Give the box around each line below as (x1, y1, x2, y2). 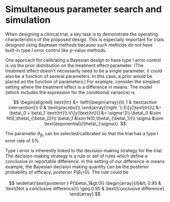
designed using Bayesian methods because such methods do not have (5, 42, 153, 48)
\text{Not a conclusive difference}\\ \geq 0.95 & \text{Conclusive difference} (5, 185, 165, 191)
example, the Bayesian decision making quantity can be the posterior (5, 164, 149, 170)
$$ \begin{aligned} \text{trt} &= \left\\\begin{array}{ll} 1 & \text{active (13, 99, 157, 105)
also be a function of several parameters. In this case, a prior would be (5, 73, 153, 79)
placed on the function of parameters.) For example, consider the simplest (5, 78, 160, 85)
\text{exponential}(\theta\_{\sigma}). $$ (44, 120, 126, 127)
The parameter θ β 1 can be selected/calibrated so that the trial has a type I (5, 130, 158, 139)
